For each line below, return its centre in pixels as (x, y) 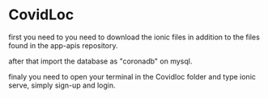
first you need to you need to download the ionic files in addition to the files (134, 37)
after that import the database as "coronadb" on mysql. (100, 61)
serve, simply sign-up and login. (62, 85)
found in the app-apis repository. (63, 45)
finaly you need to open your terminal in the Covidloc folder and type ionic (132, 76)
